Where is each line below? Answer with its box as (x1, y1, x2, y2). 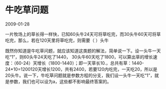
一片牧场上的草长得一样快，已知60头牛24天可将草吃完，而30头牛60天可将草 (5, 31, 161, 37)
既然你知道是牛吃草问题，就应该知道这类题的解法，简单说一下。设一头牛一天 (5, 48, 161, 54)
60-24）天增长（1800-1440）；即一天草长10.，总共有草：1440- (15, 60, 144, 66)
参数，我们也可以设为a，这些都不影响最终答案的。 (9, 78, 112, 84)
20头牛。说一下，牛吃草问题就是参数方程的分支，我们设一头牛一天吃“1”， (5, 72, 155, 78)
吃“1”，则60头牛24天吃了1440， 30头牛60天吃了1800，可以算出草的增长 (5, 54, 153, 59)
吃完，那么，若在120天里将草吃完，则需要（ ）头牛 (5, 37, 109, 43)
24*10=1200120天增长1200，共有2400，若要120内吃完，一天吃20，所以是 (5, 66, 158, 72)
